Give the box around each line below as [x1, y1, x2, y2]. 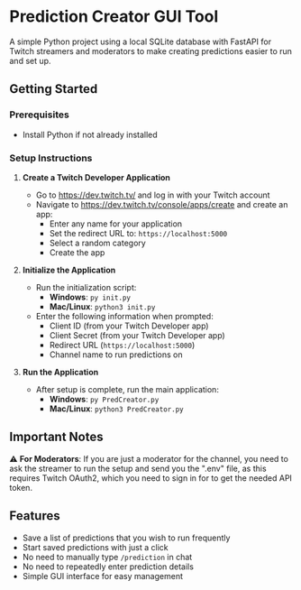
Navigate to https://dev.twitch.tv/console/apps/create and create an [35, 198, 288, 209]
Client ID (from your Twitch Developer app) [49, 320, 209, 331]
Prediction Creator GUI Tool [9, 6, 219, 27]
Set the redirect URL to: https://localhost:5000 [49, 227, 228, 238]
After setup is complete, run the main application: [35, 383, 219, 394]
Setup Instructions [9, 152, 93, 164]
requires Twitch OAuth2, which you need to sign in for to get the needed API [9, 472, 293, 484]
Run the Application [22, 366, 99, 377]
